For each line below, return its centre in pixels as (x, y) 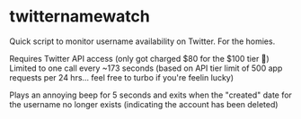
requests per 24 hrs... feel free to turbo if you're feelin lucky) (122, 77)
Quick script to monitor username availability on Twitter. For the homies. (142, 41)
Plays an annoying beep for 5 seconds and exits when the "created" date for (150, 95)
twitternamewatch (80, 17)
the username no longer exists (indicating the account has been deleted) (144, 104)
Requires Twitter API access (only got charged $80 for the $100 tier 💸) (139, 58)
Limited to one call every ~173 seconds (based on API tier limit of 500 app (146, 68)
